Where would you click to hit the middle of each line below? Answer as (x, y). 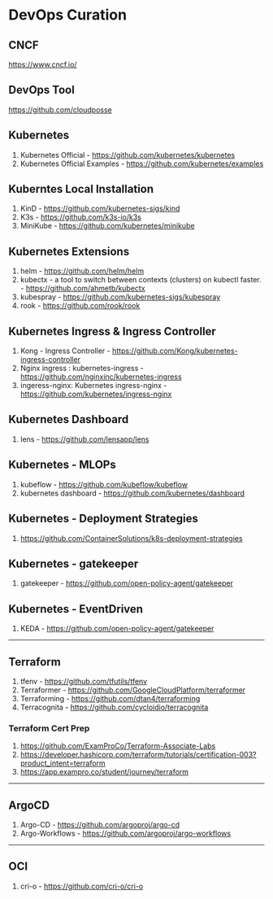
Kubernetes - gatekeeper (74, 563)
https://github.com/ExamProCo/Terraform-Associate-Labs (118, 746)
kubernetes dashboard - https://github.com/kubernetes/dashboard (132, 493)
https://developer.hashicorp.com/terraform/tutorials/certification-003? (138, 755)
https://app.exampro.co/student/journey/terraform (104, 772)
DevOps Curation (68, 15)
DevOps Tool (41, 90)
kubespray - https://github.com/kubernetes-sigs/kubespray (120, 297)
